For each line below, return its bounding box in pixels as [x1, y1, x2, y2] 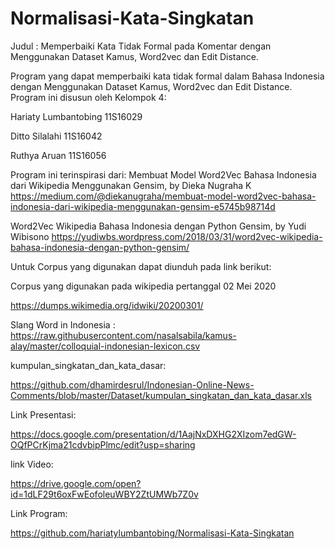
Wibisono [10, 230, 50, 242]
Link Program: [10, 507, 68, 519]
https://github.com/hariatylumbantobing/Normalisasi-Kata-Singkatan [10, 527, 295, 539]
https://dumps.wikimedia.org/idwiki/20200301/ [10, 299, 204, 311]
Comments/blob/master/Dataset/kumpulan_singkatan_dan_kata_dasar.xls [10, 389, 312, 401]
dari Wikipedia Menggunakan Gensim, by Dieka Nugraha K [10, 179, 252, 191]
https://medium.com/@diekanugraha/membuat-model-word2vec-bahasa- [10, 190, 317, 202]
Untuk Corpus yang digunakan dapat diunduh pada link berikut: [10, 260, 272, 272]
